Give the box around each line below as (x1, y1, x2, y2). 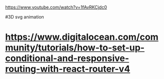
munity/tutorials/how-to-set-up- (5, 42, 145, 53)
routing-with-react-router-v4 (5, 63, 130, 74)
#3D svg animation (5, 14, 44, 19)
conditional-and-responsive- (5, 52, 129, 64)
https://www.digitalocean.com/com (5, 31, 159, 43)
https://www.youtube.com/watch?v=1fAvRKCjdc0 (5, 4, 107, 10)
